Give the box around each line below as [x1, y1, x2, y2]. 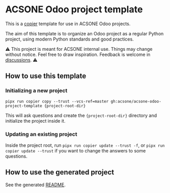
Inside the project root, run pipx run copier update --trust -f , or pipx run [5, 142, 165, 148]
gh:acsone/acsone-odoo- [111, 99, 161, 104]
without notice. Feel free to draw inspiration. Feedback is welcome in [5, 51, 151, 57]
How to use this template [5, 72, 87, 81]
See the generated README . [5, 181, 66, 188]
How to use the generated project [5, 168, 114, 177]
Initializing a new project [5, 87, 68, 94]
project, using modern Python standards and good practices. [5, 36, 134, 42]
